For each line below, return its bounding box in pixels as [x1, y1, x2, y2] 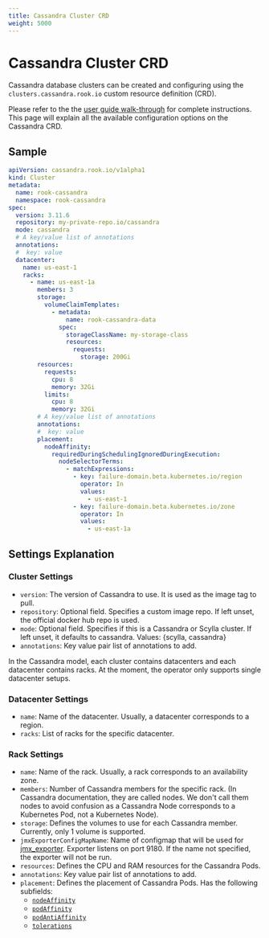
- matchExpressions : [65, 465, 135, 473]
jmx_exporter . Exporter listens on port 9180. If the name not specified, [19, 844, 251, 854]
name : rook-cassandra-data [65, 315, 157, 324]
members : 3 [37, 286, 74, 294]
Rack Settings [8, 749, 64, 760]
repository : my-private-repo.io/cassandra [15, 219, 160, 227]
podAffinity [31, 905, 72, 913]
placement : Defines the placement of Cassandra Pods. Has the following [19, 878, 259, 888]
